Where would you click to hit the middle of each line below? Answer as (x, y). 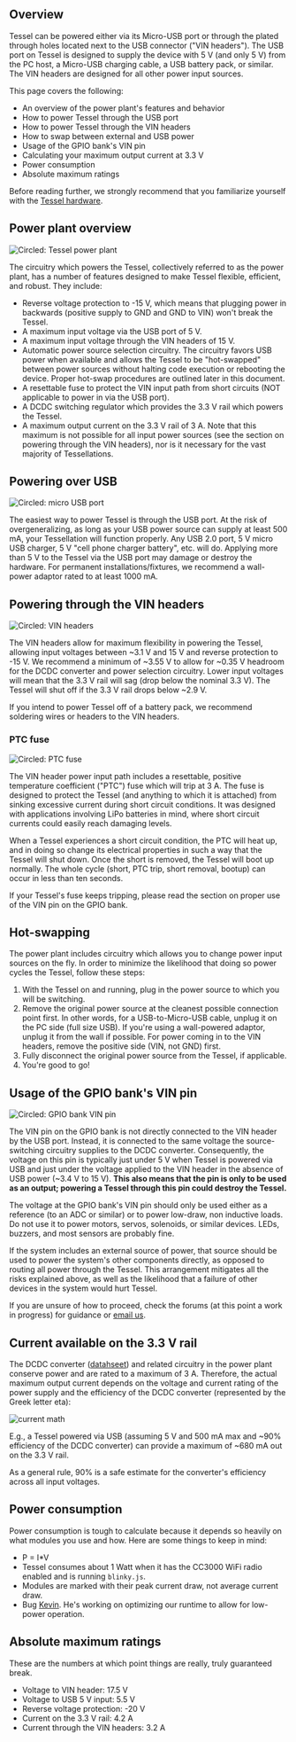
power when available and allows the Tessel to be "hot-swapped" (141, 359)
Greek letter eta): (40, 1402)
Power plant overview (70, 228)
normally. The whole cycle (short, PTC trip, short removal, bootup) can (137, 869)
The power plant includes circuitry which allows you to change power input (146, 954)
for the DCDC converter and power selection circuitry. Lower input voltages (147, 671)
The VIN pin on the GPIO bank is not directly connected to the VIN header (143, 1132)
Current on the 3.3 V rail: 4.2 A (78, 1718)
